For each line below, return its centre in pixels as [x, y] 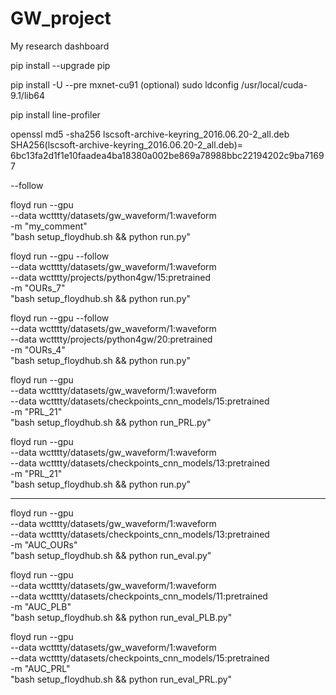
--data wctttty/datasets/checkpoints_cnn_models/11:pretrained [139, 596]
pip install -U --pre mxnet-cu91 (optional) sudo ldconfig [125, 84]
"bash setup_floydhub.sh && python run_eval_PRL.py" [121, 679]
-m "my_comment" [49, 226]
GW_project [61, 18]
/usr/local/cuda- [274, 84]
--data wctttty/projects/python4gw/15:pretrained [111, 277]
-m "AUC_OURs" [44, 544]
